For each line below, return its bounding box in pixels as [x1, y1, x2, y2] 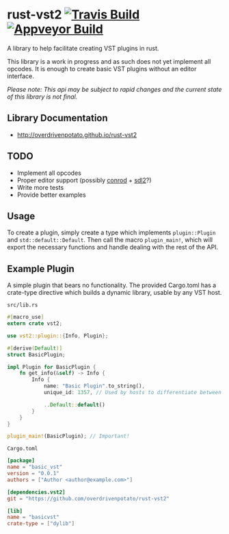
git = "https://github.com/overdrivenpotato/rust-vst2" [7, 495, 170, 502]
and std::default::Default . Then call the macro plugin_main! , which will [7, 236, 213, 244]
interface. [7, 72, 34, 80]
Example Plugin [7, 263, 75, 274]
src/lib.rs [7, 302, 38, 308]
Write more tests [16, 183, 64, 191]
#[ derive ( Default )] [7, 345, 63, 352]
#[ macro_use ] [7, 314, 44, 321]
